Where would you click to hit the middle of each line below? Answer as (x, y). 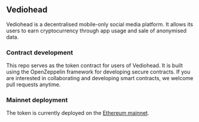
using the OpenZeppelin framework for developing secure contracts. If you (98, 72)
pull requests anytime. (33, 85)
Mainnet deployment (37, 100)
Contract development (40, 52)
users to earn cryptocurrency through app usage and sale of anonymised (97, 30)
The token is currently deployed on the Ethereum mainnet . (78, 113)
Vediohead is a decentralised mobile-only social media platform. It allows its (99, 24)
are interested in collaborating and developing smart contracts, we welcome (100, 78)
